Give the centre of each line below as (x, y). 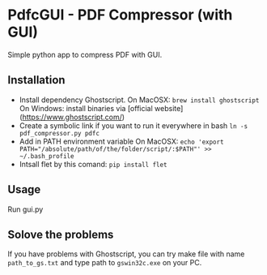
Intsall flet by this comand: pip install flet (93, 164)
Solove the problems (61, 234)
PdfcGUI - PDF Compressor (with (120, 15)
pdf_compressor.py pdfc (59, 133)
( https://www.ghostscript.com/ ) (72, 117)
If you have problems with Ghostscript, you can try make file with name (126, 254)
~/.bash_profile (47, 156)
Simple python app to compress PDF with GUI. (85, 54)
